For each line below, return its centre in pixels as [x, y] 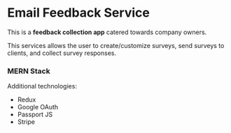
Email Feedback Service [79, 13]
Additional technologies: [42, 86]
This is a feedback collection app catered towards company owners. [107, 32]
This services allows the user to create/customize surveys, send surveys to [116, 45]
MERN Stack [29, 71]
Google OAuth [38, 107]
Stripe [26, 122]
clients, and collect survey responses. [62, 53]
